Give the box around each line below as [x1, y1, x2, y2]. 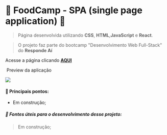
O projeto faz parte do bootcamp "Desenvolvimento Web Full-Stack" [17, 42, 162, 48]
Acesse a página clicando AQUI [5, 57, 72, 63]
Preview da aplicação [6, 67, 52, 73]
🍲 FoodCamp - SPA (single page [5, 5, 143, 16]
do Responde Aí [17, 47, 53, 53]
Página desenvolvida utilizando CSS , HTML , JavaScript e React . [17, 32, 153, 38]
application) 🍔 [5, 15, 65, 27]
